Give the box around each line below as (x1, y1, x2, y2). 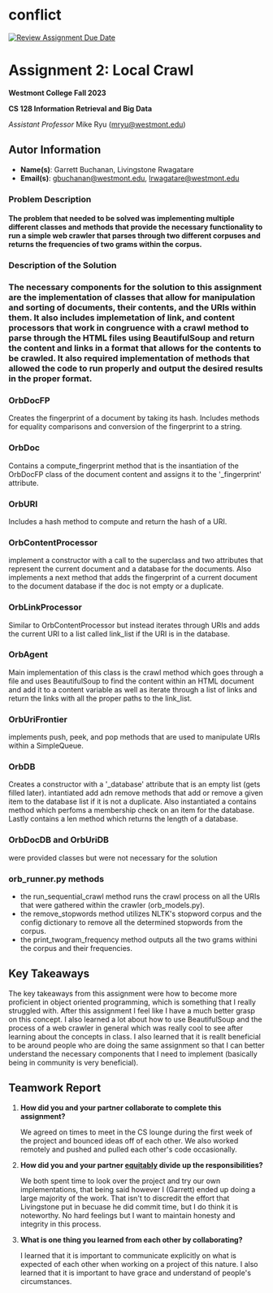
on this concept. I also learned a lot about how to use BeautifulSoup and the (8, 1014, 262, 1024)
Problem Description (8, 193, 92, 205)
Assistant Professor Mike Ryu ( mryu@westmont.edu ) (8, 119, 186, 129)
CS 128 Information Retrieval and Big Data (8, 103, 153, 113)
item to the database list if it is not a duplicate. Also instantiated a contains (8, 796, 258, 806)
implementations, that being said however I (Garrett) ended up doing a (19, 1184, 256, 1194)
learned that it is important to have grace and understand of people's (19, 1268, 252, 1278)
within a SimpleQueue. (8, 741, 84, 751)
